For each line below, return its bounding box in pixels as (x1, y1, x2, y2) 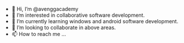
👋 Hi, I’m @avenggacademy (11, 6, 79, 12)
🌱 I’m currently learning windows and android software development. (11, 18, 179, 24)
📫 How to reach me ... (11, 31, 66, 37)
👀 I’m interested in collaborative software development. (11, 12, 145, 19)
